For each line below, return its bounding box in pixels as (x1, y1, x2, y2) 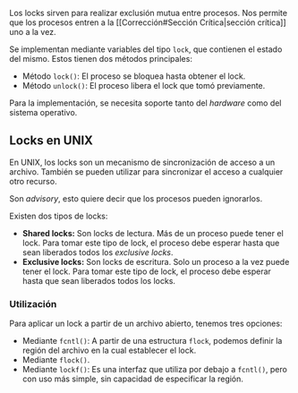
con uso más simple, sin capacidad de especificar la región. (21, 373, 244, 384)
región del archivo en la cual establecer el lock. (21, 345, 197, 356)
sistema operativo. (9, 107, 78, 117)
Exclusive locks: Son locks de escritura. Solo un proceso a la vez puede (21, 256, 290, 267)
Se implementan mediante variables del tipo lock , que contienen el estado (9, 44, 283, 55)
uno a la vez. (9, 27, 56, 37)
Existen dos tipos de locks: (9, 210, 108, 221)
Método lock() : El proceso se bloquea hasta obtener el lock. (21, 71, 246, 81)
